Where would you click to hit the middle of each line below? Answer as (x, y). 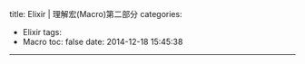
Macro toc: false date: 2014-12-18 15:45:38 (103, 41)
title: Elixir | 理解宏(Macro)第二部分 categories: (96, 14)
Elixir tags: (42, 32)
